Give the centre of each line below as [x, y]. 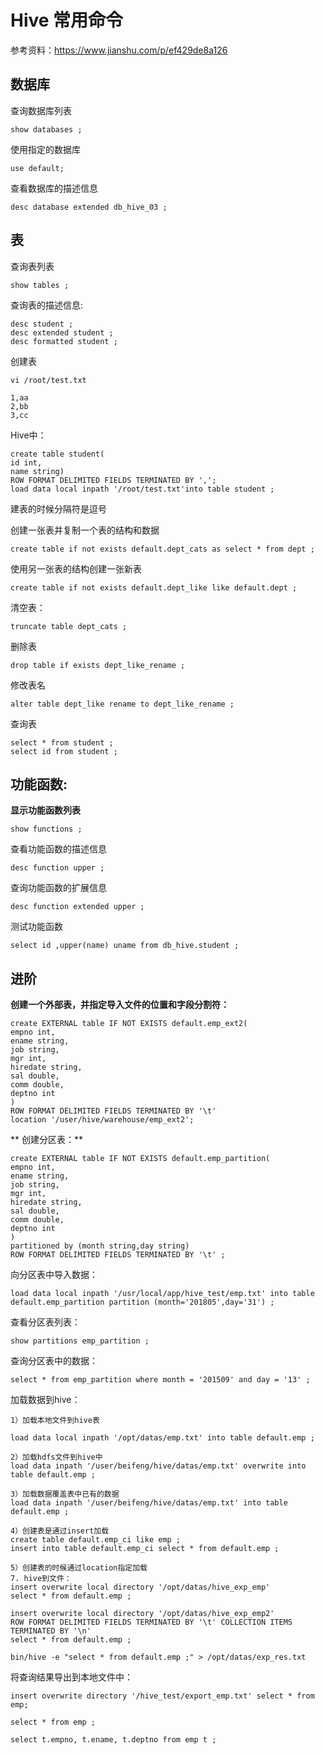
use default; [37, 168]
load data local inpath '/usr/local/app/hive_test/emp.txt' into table [162, 1294]
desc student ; [42, 324]
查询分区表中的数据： [54, 1361]
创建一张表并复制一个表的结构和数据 [85, 530]
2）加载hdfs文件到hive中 [56, 1457]
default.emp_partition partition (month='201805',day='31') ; [142, 1302]
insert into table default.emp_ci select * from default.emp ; [145, 1549]
